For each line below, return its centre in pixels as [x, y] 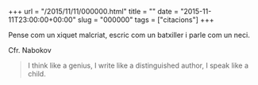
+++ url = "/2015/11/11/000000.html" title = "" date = [93, 11]
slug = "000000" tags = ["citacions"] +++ [146, 20]
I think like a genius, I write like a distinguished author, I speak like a [138, 65]
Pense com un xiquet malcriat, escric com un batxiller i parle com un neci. [129, 35]
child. [37, 74]
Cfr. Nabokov [30, 50]
